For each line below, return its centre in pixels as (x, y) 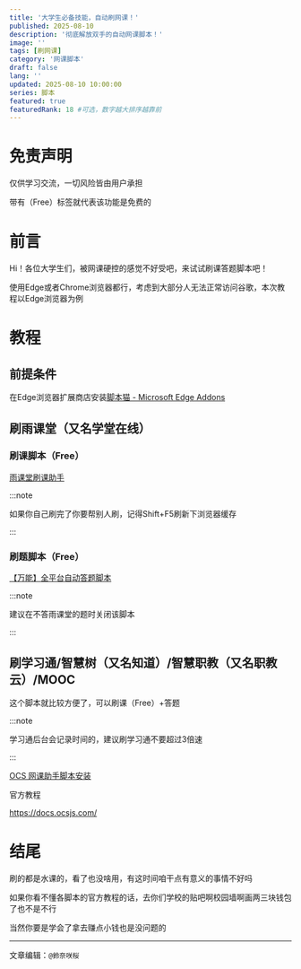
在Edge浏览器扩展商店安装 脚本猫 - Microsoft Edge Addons (117, 397)
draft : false (34, 68)
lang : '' (26, 76)
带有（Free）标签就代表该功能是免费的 (81, 202)
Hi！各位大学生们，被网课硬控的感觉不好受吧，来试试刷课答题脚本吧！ (139, 268)
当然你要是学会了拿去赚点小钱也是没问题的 (88, 927)
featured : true (38, 101)
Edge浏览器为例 (54, 299)
